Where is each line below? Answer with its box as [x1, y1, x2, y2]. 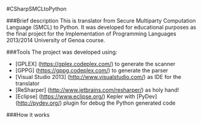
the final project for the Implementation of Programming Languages [6, 30, 176, 37]
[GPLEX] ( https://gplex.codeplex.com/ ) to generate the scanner [15, 61, 176, 67]
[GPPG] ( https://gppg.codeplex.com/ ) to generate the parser [15, 67, 168, 74]
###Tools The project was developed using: [6, 48, 118, 56]
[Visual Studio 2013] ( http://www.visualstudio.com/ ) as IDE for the [15, 73, 182, 80]
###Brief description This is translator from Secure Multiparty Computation [6, 17, 196, 24]
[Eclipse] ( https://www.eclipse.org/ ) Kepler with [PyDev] [15, 93, 157, 100]
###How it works [6, 111, 50, 118]
